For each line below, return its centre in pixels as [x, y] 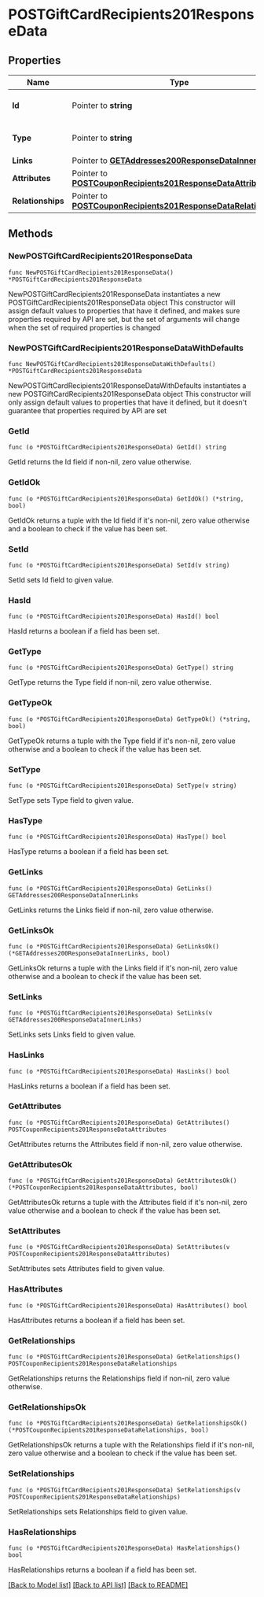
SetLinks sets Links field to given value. [72, 1035]
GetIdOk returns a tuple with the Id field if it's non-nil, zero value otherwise [129, 520]
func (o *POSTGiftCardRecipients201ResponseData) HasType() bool [117, 837]
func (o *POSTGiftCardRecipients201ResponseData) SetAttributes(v [119, 1248]
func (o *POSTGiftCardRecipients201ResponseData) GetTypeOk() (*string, [130, 719]
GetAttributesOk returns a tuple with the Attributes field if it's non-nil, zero [128, 1203]
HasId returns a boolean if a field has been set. [84, 631]
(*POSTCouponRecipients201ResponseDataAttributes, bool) [103, 1188]
